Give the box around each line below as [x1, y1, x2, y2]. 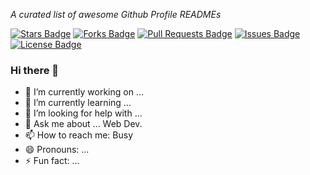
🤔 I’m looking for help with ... [24, 107, 143, 119]
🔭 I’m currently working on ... [24, 86, 144, 98]
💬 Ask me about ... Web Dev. [24, 118, 143, 130]
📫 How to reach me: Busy [24, 129, 134, 141]
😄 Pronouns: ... [24, 144, 90, 156]
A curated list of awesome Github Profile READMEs [10, 9, 222, 20]
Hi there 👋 [10, 63, 60, 77]
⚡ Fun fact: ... [24, 155, 80, 167]
